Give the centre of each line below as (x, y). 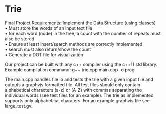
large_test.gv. (19, 106)
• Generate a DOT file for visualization (44, 55)
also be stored (20, 39)
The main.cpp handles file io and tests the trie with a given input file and (79, 79)
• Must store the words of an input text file (49, 28)
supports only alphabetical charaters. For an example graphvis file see (77, 100)
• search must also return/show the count (48, 49)
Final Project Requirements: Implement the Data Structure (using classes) (80, 23)
